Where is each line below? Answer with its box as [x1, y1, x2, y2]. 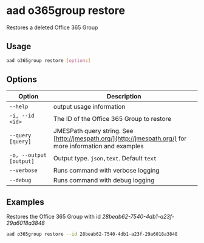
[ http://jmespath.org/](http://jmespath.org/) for [53, 134, 187, 143]
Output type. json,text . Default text [53, 154, 157, 163]
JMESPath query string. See [53, 127, 134, 135]
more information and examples [53, 142, 144, 151]
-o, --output [9, 152, 47, 159]
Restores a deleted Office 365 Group [6, 24, 98, 31]
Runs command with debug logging [53, 176, 155, 185]
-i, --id [9, 112, 35, 119]
